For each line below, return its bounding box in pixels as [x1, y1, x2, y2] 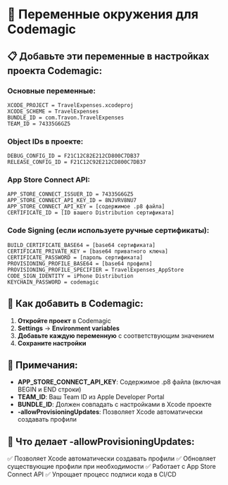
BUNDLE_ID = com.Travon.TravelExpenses [7, 114, 125, 121]
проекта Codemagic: [7, 65, 103, 77]
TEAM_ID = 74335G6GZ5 [7, 120, 71, 127]
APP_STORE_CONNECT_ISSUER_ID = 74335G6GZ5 [7, 191, 134, 198]
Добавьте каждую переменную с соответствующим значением [17, 331, 215, 340]
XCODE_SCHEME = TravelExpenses [7, 108, 99, 115]
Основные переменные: [7, 86, 96, 96]
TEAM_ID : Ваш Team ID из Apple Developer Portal [17, 393, 165, 401]
